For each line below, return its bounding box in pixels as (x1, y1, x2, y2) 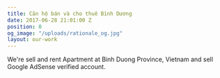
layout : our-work (7, 36, 58, 43)
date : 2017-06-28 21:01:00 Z (7, 17, 92, 24)
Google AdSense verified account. (7, 63, 106, 71)
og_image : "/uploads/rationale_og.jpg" (7, 29, 123, 37)
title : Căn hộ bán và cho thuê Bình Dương (7, 10, 132, 17)
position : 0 (7, 23, 42, 30)
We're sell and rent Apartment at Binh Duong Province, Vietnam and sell (7, 55, 214, 63)
